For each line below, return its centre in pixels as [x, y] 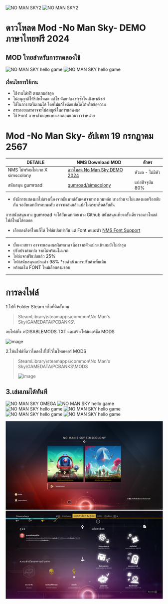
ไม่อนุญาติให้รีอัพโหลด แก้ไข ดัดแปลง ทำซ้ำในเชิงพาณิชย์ [59, 99]
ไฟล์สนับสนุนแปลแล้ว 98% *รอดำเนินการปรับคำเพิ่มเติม [60, 261]
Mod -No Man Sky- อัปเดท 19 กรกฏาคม [80, 136]
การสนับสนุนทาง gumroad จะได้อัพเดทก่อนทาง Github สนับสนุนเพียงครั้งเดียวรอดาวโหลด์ [82, 214]
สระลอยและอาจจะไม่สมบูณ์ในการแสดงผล [47, 110]
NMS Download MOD [99, 163]
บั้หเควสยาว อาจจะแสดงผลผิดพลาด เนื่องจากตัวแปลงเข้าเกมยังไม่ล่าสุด [69, 245]
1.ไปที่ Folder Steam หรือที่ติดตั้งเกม [37, 306]
